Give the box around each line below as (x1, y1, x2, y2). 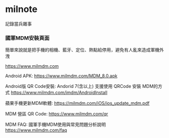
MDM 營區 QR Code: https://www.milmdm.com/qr (5, 111, 108, 117)
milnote (5, 4, 38, 15)
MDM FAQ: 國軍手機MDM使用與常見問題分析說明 (5, 121, 106, 127)
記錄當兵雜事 (5, 21, 32, 27)
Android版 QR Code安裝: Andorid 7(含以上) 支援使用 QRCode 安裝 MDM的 (5, 83, 158, 89)
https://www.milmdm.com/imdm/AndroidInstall (11, 89, 108, 96)
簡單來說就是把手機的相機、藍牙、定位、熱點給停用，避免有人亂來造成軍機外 (5, 47, 164, 53)
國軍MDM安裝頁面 (5, 34, 50, 41)
